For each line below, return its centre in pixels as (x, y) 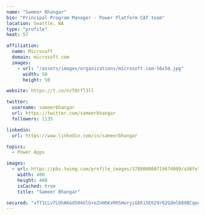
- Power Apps (28, 152)
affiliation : (23, 46)
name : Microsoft (32, 52)
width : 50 (35, 74)
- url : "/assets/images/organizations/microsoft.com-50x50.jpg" (101, 68)
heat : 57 (17, 35)
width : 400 (31, 175)
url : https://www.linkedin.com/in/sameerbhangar (75, 136)
